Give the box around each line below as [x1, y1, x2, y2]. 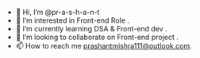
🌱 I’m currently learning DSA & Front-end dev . [15, 24, 168, 33]
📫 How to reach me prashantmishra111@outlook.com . [15, 42, 192, 50]
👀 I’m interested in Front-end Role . [15, 16, 129, 25]
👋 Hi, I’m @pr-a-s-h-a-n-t [15, 8, 100, 16]
